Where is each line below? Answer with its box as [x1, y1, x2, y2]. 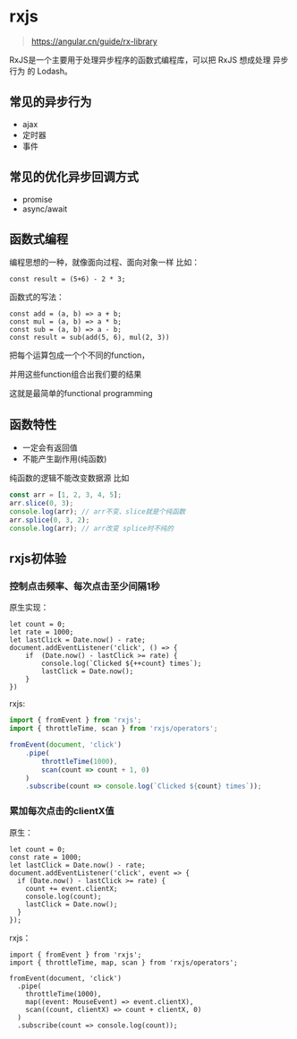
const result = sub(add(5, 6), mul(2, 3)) [9, 333, 170, 342]
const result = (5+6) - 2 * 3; [9, 275, 126, 284]
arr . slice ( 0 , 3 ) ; [9, 499, 74, 508]
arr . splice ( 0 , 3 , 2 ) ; [9, 515, 90, 524]
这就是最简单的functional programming [9, 388, 154, 399]
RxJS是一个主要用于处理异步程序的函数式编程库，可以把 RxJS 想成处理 [9, 54, 271, 65]
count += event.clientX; [25, 884, 118, 893]
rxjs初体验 [9, 550, 67, 566]
